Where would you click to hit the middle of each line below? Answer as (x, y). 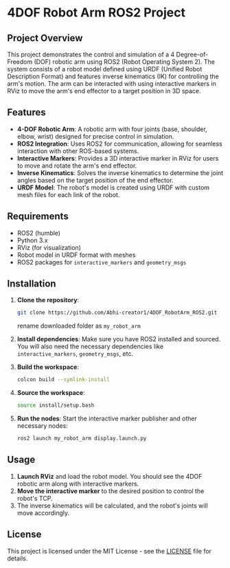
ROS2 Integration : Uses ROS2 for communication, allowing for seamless (119, 144)
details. (18, 558)
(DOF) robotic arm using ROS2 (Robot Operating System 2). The (124, 62)
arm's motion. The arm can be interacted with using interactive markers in (112, 83)
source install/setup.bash (56, 406)
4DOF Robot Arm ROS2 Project (96, 13)
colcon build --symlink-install (63, 380)
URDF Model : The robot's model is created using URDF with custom (113, 188)
